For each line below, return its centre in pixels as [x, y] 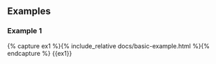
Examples [29, 11]
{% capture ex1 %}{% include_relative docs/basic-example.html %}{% [109, 46]
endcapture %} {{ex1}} [40, 53]
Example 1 [25, 31]
